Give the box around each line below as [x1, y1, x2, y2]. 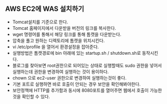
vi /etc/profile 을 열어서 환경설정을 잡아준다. [12, 44, 99, 50]
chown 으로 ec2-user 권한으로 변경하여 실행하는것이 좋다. [12, 75, 126, 81]
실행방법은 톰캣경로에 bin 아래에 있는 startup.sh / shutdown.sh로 [12, 50, 141, 56]
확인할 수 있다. [21, 94, 50, 100]
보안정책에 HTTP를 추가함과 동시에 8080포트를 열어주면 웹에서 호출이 [12, 87, 149, 93]
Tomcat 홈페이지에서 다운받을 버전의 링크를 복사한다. [12, 25, 116, 31]
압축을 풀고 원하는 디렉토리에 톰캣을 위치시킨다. [12, 37, 105, 43]
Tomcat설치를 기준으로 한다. [12, 19, 68, 25]
